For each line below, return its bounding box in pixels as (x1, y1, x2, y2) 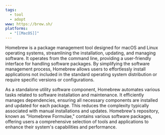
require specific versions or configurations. (5, 77, 95, 83)
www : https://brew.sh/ (5, 21, 53, 27)
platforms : (5, 26, 28, 31)
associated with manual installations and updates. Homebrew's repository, (5, 108, 159, 114)
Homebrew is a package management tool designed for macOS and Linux (5, 45, 158, 50)
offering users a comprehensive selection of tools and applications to (5, 119, 149, 124)
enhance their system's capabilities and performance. (5, 124, 117, 130)
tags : (5, 7, 17, 13)
